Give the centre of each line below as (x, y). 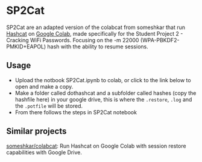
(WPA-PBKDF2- (160, 40)
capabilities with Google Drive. (44, 152)
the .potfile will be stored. (49, 106)
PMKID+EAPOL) (26, 47)
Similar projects (36, 131)
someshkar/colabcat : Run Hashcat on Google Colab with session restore (96, 146)
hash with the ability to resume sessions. (98, 47)
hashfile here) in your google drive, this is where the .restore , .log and (103, 99)
